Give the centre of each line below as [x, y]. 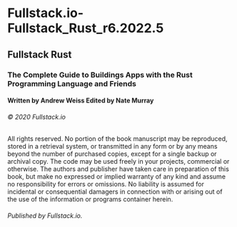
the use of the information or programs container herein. [90, 199]
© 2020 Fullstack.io [37, 117]
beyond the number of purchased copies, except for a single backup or [112, 154]
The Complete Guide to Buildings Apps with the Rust [100, 75]
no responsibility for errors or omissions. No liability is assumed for [106, 184]
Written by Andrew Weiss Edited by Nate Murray [81, 100]
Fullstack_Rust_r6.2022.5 [86, 28]
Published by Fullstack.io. [45, 216]
